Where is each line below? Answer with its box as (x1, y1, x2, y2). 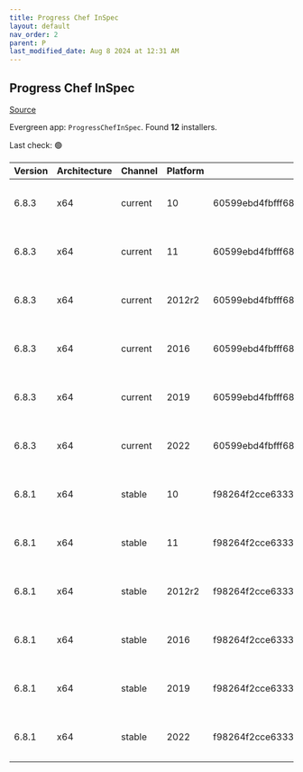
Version (14, 164, 49, 177)
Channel (121, 164, 158, 177)
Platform (166, 164, 205, 177)
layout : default (9, 22, 70, 31)
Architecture (57, 164, 113, 177)
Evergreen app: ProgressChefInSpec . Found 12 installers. (9, 121, 218, 132)
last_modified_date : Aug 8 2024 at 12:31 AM (9, 47, 179, 56)
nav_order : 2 (9, 30, 59, 39)
